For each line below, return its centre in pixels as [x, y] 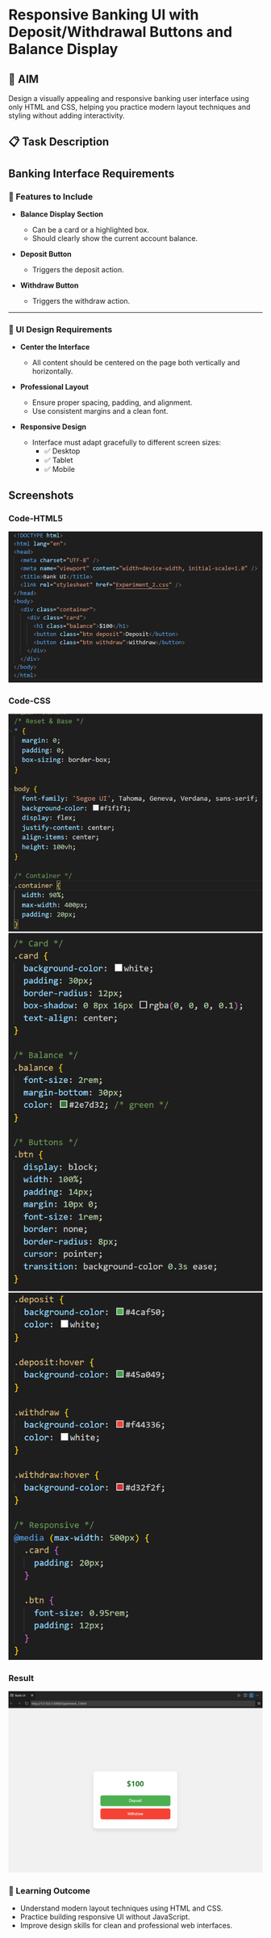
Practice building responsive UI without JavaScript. [105, 1917]
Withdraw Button [49, 285]
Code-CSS [29, 701]
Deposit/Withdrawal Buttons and [121, 32]
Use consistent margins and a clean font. [100, 411]
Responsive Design [53, 427]
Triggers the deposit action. [78, 270]
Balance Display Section [61, 214]
